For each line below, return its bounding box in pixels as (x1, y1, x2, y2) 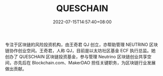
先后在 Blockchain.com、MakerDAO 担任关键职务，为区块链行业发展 (18, 60, 156, 65)
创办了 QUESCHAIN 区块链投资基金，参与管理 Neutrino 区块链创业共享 (5, 54, 147, 60)
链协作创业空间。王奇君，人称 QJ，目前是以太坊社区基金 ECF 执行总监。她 (5, 47, 156, 53)
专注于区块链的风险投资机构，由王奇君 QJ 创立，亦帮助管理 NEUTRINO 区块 (5, 42, 158, 47)
